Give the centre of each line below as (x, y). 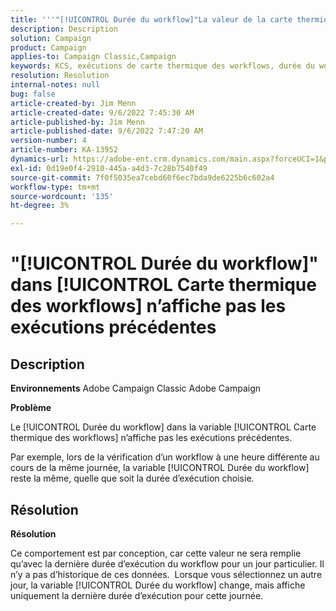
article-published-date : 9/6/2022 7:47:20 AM (106, 131)
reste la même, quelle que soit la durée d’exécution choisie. (132, 478)
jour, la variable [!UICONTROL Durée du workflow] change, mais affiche (158, 585)
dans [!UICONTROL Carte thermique (163, 285)
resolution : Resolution (60, 76)
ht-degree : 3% (40, 206)
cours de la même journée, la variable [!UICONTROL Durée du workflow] (160, 468)
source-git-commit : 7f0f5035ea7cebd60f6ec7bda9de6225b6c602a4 (142, 177)
